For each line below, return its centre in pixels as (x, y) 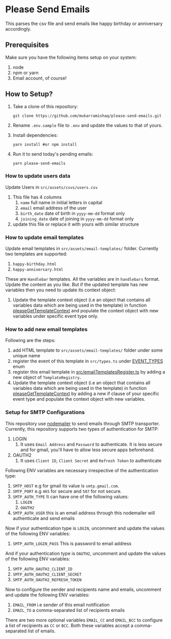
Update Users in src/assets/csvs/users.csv (52, 187)
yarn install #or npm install (45, 144)
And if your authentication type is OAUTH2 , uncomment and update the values (86, 553)
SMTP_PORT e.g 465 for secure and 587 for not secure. (67, 491)
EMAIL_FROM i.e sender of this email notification (61, 605)
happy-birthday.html (34, 264)
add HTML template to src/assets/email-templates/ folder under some (88, 350)
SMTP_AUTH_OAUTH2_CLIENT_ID (42, 569)
